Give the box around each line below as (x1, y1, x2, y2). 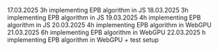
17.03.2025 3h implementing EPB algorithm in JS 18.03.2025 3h (7, 6, 189, 14)
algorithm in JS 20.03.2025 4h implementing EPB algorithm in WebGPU (7, 21, 212, 29)
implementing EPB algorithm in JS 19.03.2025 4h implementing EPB (7, 13, 201, 22)
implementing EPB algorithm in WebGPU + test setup (7, 36, 159, 44)
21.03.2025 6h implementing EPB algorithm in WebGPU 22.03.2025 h (7, 28, 206, 36)
